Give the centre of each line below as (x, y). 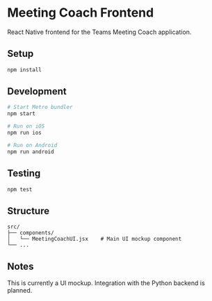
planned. (20, 290)
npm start (22, 114)
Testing (24, 174)
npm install (24, 70)
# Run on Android (32, 145)
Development (37, 92)
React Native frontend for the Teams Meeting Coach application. (99, 32)
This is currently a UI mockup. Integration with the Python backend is (106, 283)
